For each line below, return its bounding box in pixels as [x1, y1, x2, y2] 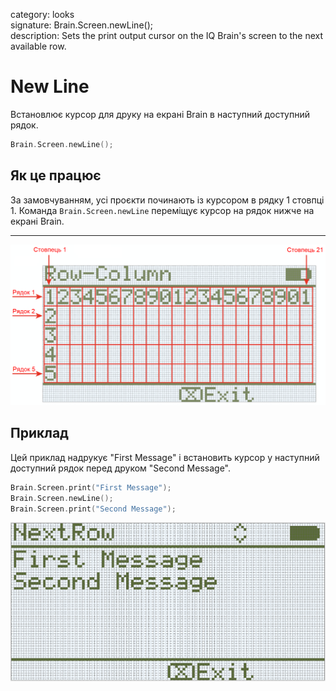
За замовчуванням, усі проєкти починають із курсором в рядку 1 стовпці [10, 194, 325, 206]
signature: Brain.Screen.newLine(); [10, 19, 153, 31]
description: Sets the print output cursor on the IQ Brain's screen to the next [10, 30, 324, 41]
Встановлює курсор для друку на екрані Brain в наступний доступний [10, 108, 311, 120]
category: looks [10, 9, 75, 20]
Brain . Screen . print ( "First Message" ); [10, 482, 172, 493]
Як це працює [10, 167, 102, 184]
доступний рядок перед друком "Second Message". [10, 462, 232, 474]
